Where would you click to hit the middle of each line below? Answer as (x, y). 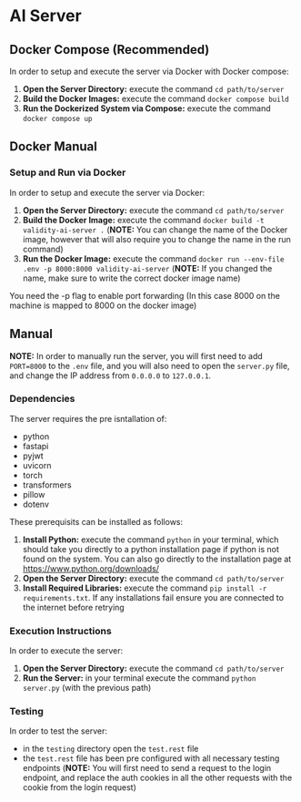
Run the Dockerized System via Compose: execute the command (146, 108)
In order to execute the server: (66, 651)
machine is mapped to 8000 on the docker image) (103, 305)
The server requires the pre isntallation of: (88, 418)
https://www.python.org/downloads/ (90, 568)
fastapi (35, 446)
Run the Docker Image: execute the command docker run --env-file (153, 258)
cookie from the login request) (79, 787)
